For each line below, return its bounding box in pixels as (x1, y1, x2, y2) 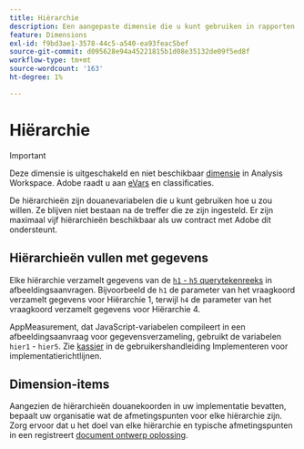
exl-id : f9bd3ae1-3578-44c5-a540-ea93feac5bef (9, 38, 189, 48)
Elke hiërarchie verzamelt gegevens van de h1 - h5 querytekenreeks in (9, 274, 273, 285)
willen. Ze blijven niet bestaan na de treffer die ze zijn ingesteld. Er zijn (9, 204, 274, 215)
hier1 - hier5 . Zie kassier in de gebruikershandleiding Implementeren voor (9, 341, 289, 352)
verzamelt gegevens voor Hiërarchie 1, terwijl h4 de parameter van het (9, 293, 272, 305)
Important (9, 149, 46, 160)
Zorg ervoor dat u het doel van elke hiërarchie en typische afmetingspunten (9, 420, 293, 431)
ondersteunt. (9, 224, 57, 235)
